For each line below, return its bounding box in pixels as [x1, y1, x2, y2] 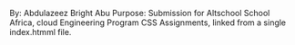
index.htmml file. [9, 27, 72, 37]
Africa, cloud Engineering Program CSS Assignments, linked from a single [9, 17, 287, 28]
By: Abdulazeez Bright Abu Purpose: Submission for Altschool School [9, 8, 270, 18]
